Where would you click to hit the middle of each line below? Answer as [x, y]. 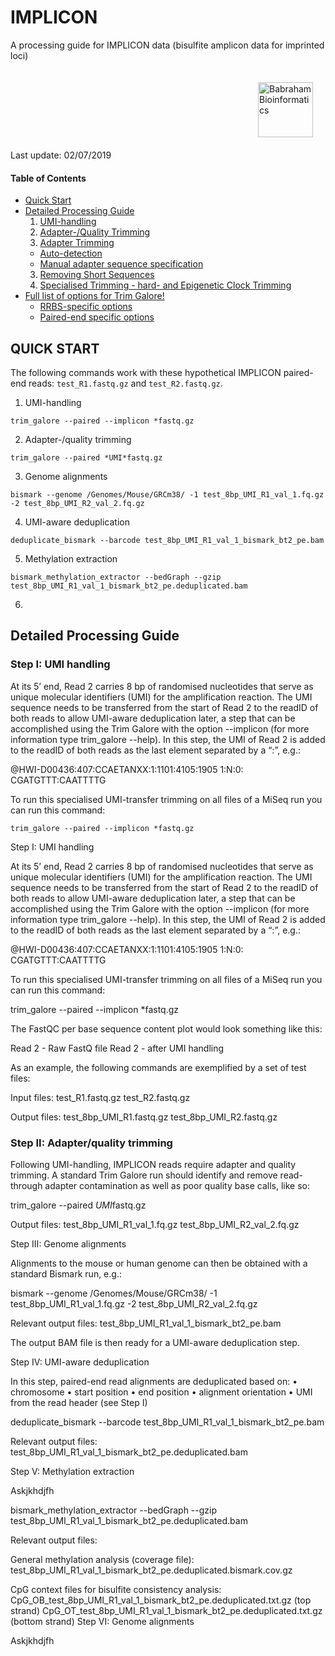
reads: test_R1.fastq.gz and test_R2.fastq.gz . [125, 383]
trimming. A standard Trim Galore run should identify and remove [144, 1175]
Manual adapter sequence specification [121, 264]
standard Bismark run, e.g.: [66, 1273]
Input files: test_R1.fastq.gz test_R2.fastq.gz [100, 1097]
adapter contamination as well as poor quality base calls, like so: [177, 1185]
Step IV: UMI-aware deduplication [80, 1362]
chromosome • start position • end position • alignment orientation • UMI [161, 1392]
